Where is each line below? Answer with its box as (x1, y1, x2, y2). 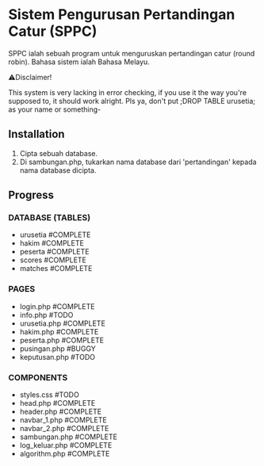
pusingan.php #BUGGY (19, 343, 97, 353)
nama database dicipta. (19, 165, 97, 175)
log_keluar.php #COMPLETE (19, 441, 113, 450)
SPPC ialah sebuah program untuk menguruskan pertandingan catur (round (8, 48, 255, 58)
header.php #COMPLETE (19, 407, 101, 417)
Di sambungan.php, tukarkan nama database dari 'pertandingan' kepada (19, 157, 257, 166)
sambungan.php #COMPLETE (19, 432, 117, 441)
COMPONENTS (8, 372, 68, 383)
